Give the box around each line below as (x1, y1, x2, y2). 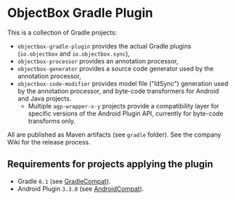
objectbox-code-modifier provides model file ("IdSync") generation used (17, 79, 229, 87)
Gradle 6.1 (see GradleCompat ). (17, 177, 111, 185)
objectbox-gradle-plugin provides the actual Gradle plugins (17, 42, 191, 50)
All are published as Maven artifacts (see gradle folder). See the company (7, 130, 222, 139)
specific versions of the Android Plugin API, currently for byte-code (27, 109, 224, 118)
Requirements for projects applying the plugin (7, 158, 213, 170)
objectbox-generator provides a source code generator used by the (17, 64, 214, 73)
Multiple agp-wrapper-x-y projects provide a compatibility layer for (27, 101, 220, 110)
